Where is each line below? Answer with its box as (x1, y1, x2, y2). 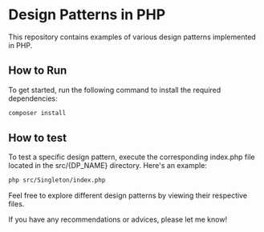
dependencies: (8, 94, 58, 103)
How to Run (8, 64, 67, 78)
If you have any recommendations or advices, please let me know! (8, 214, 227, 225)
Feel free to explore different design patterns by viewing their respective (8, 190, 247, 201)
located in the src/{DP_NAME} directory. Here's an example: (8, 161, 207, 170)
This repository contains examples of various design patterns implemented (8, 32, 257, 42)
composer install (8, 109, 67, 117)
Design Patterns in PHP (8, 6, 166, 24)
